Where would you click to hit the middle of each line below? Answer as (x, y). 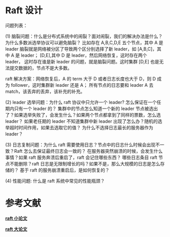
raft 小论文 (16, 218)
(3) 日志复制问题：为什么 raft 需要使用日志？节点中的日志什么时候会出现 (80, 145)
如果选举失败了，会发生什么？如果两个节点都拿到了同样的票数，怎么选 (87, 115)
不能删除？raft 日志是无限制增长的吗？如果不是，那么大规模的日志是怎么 (85, 163)
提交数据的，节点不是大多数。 (41, 68)
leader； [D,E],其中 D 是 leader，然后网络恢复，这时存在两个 (84, 55)
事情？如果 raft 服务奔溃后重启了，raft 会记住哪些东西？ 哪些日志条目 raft (81, 157)
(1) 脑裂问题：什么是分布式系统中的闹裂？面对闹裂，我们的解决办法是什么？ (84, 36)
